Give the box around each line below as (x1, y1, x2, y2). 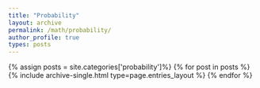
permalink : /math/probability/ (8, 26, 112, 34)
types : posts (8, 41, 52, 49)
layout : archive (8, 19, 62, 27)
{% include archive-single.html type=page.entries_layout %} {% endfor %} (8, 71, 253, 80)
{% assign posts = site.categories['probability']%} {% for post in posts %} (8, 62, 250, 71)
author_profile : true (8, 33, 80, 42)
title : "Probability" (8, 11, 80, 20)
